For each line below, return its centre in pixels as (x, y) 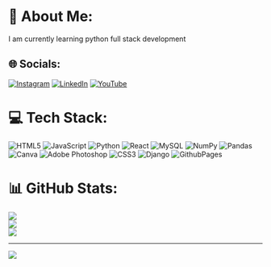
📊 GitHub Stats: (63, 188)
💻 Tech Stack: (58, 117)
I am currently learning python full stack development (97, 39)
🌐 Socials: (35, 64)
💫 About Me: (51, 17)
